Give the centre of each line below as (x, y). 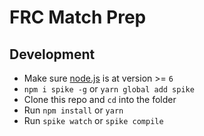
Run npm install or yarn (73, 110)
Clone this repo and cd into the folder (100, 99)
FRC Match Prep (78, 17)
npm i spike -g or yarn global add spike (109, 89)
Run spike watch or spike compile (93, 120)
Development (52, 54)
